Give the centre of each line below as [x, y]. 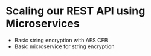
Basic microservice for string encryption [64, 46]
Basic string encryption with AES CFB [61, 40]
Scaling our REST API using [75, 11]
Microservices [43, 24]
